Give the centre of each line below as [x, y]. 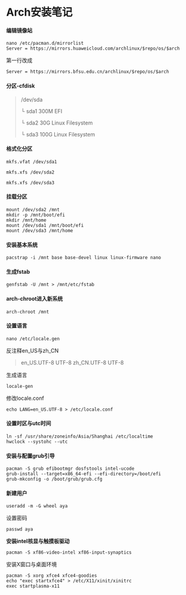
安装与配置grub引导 [31, 456]
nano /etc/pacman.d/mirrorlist [45, 43]
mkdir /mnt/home [26, 220]
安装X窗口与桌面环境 [32, 564]
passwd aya [20, 529]
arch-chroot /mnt [28, 312]
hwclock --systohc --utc [37, 442]
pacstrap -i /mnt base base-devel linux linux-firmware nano [84, 258]
